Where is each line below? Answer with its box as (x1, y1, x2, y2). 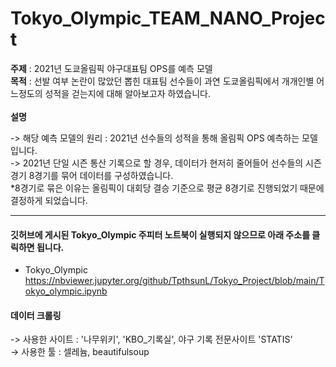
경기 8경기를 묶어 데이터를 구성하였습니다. (10, 169, 174, 181)
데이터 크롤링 (10, 309, 62, 321)
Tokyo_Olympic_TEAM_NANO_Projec (10, 7, 326, 30)
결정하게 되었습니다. (10, 194, 88, 206)
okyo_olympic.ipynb (24, 285, 108, 297)
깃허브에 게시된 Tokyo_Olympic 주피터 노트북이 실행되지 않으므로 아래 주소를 (10, 228, 311, 241)
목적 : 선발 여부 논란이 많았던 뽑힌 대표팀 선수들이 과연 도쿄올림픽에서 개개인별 (10, 75, 315, 87)
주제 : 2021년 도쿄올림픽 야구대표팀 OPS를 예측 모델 (10, 62, 213, 74)
